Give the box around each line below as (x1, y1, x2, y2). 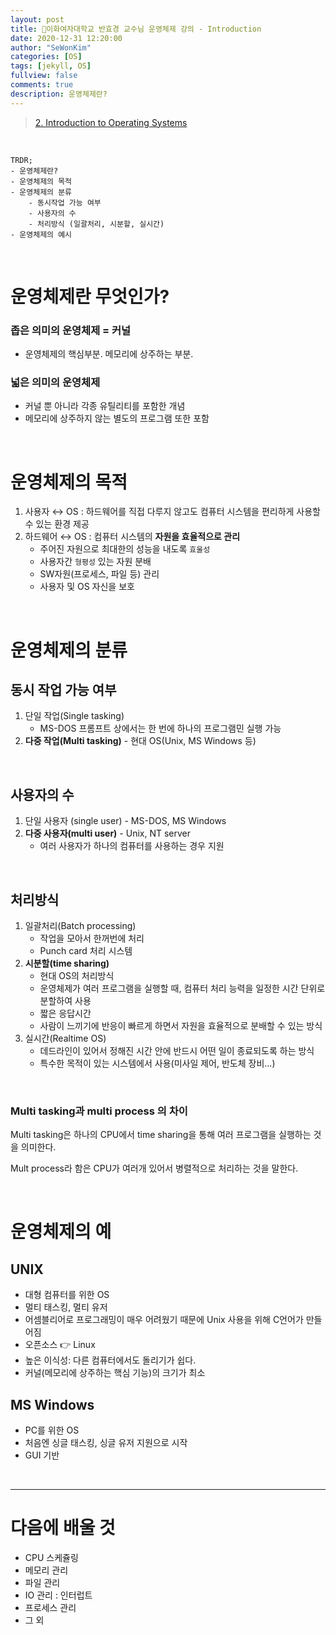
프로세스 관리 (24, 1602, 77, 1614)
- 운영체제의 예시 (10, 229, 73, 240)
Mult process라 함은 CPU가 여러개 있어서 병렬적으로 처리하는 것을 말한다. (10, 1162, 299, 1175)
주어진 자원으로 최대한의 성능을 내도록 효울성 (39, 543, 211, 555)
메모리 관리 (24, 1564, 69, 1576)
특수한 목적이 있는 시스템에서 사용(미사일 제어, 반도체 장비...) (39, 1057, 276, 1069)
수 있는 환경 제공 (24, 518, 90, 530)
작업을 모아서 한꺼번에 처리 (39, 932, 145, 944)
